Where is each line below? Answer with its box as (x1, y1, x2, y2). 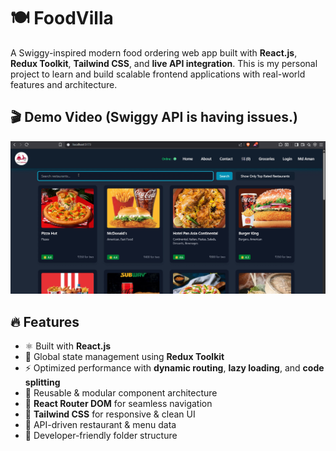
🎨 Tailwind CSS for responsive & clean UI (24, 408, 196, 420)
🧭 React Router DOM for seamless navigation (24, 398, 213, 410)
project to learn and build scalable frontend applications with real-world (10, 68, 306, 80)
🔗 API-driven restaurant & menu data (24, 419, 177, 431)
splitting (24, 376, 61, 389)
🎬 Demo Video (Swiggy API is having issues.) (10, 109, 298, 126)
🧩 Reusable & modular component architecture (24, 387, 218, 399)
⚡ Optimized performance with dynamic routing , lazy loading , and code (24, 362, 325, 374)
